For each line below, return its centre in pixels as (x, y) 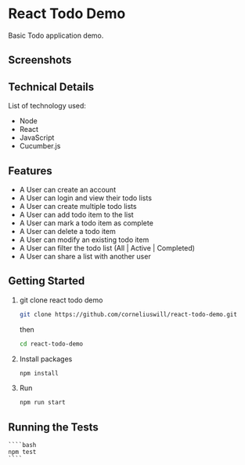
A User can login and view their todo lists (86, 198)
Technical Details (51, 87)
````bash (22, 445)
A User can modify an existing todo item (84, 240)
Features (30, 171)
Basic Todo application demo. (56, 35)
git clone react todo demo (61, 300)
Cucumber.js (40, 146)
